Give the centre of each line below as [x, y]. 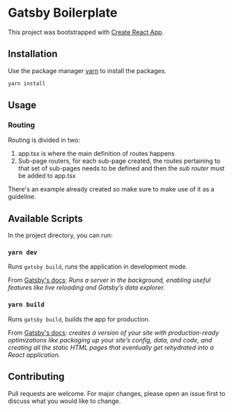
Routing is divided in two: [44, 140]
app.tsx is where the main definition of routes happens [96, 154]
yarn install [27, 84]
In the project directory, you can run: [60, 235]
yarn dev [23, 253]
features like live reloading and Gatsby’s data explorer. [86, 287]
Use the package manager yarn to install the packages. [87, 70]
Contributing [36, 377]
